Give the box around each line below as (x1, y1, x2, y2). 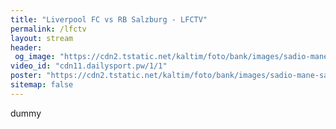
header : (10, 42, 43, 53)
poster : (10, 71, 43, 81)
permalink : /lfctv (10, 24, 87, 34)
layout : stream (10, 33, 74, 43)
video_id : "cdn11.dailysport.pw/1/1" (10, 61, 168, 71)
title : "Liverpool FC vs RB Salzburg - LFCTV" (10, 14, 208, 25)
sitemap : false (10, 80, 74, 90)
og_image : (14, 52, 56, 62)
